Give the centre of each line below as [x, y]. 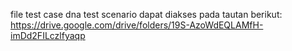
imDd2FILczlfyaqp [48, 35]
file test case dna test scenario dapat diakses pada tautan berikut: [146, 14]
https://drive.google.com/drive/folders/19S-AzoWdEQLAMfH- [137, 25]
